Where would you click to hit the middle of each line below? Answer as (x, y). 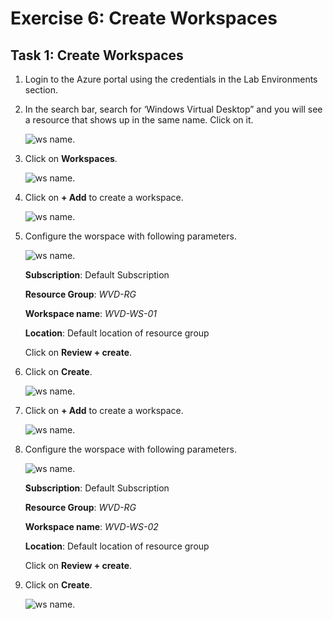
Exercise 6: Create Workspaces (144, 18)
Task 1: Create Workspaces (97, 55)
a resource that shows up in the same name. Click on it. (139, 120)
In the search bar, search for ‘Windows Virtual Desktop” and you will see (173, 109)
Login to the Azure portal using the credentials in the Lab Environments (171, 79)
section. (41, 90)
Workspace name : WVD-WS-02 (91, 526)
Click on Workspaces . (71, 158)
